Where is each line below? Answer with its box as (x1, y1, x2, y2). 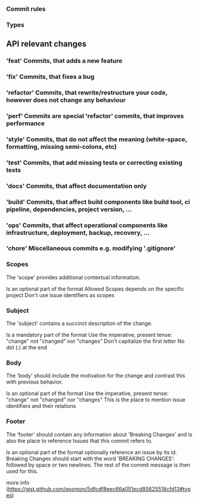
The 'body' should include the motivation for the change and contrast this (6, 372, 186, 379)
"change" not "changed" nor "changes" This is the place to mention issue (6, 396, 186, 403)
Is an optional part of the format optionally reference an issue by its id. (6, 448, 177, 455)
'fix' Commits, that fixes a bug (6, 73, 95, 81)
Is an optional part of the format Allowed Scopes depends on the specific (6, 285, 184, 292)
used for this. (6, 467, 38, 474)
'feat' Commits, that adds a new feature (6, 57, 123, 65)
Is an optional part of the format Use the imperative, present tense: (6, 390, 168, 397)
